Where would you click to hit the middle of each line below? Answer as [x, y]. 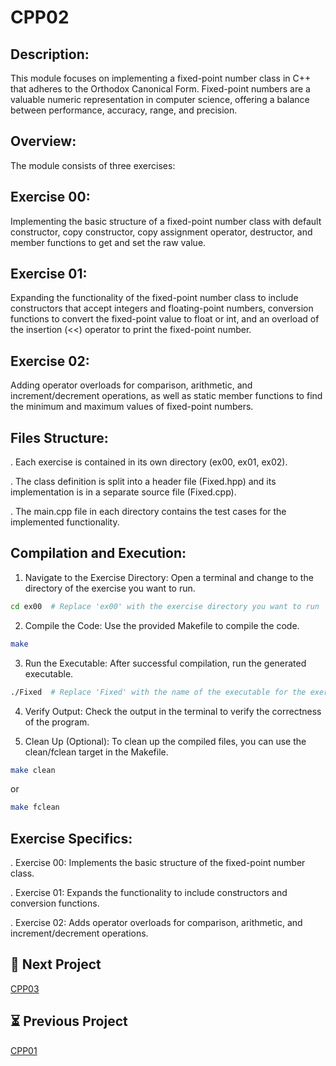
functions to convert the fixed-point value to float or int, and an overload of [165, 319]
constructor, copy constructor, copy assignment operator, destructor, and [161, 232]
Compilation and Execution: [98, 553]
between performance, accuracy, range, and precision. [124, 110]
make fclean [35, 807]
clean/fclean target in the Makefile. [96, 752]
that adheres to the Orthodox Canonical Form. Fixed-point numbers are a [160, 89]
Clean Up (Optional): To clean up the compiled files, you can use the [165, 741]
